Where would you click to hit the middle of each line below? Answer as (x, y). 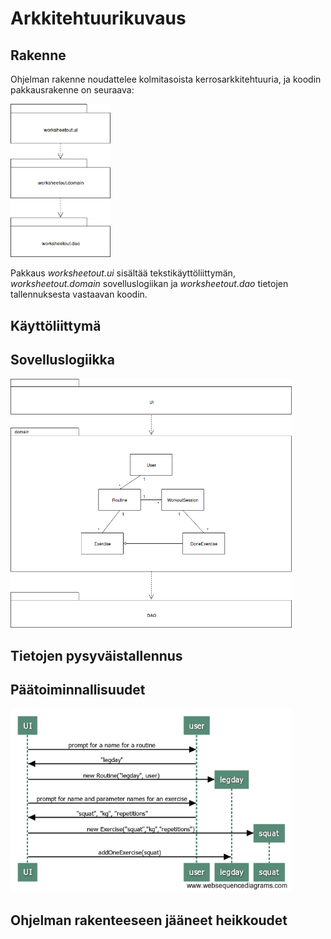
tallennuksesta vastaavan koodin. (79, 294)
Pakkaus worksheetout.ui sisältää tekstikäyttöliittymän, (123, 273)
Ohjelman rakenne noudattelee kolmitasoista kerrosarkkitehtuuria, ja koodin (166, 79)
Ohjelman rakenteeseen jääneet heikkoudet (149, 920)
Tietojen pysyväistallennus (96, 655)
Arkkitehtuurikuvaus (98, 18)
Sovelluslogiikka (62, 360)
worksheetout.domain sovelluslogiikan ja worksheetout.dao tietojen (149, 284)
